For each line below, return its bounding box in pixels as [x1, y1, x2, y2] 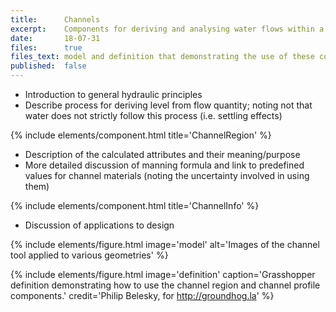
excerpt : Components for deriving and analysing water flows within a [10, 24, 325, 34]
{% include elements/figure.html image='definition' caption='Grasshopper [10, 269, 316, 280]
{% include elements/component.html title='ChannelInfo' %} [10, 200, 260, 211]
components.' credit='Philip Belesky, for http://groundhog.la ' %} [10, 290, 275, 301]
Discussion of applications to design [24, 219, 175, 231]
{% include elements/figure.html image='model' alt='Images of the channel [10, 239, 320, 250]
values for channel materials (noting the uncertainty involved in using [24, 170, 310, 181]
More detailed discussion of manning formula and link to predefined [24, 159, 305, 171]
